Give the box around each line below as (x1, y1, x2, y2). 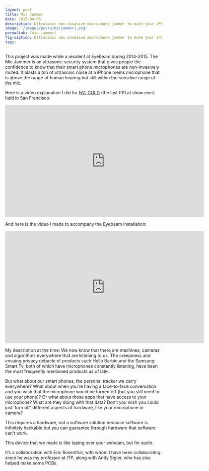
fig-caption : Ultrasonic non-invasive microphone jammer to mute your (5, 35, 154, 40)
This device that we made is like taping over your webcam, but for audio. (5, 440, 154, 446)
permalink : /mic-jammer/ (5, 30, 57, 35)
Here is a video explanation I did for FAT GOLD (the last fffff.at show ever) (5, 89, 155, 95)
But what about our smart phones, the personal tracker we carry (5, 378, 137, 384)
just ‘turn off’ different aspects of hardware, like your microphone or (5, 404, 144, 410)
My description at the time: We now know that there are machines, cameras (5, 347, 160, 353)
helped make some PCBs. (5, 460, 58, 466)
